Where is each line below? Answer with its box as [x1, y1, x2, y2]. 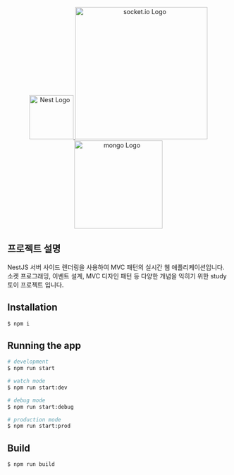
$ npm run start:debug [7, 403, 74, 410]
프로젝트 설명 [7, 243, 61, 255]
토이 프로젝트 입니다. [7, 280, 64, 289]
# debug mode [7, 397, 46, 404]
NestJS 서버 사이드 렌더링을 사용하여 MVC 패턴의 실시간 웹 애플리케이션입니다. [7, 263, 225, 271]
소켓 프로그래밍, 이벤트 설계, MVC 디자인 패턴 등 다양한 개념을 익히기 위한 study [7, 271, 227, 280]
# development [7, 358, 49, 366]
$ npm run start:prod [7, 423, 71, 430]
